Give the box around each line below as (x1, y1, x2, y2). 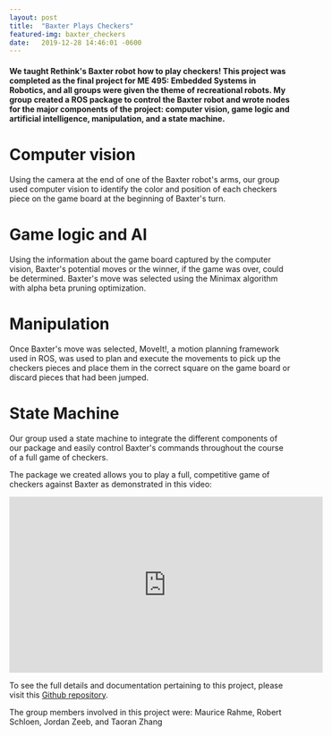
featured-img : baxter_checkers (9, 30, 126, 38)
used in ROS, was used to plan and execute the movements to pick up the (9, 352, 281, 363)
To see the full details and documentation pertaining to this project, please (9, 680, 284, 690)
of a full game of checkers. (9, 452, 109, 462)
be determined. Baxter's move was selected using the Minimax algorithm (9, 273, 278, 283)
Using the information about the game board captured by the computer (9, 254, 271, 265)
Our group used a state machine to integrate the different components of (9, 433, 278, 444)
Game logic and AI (9, 224, 148, 244)
